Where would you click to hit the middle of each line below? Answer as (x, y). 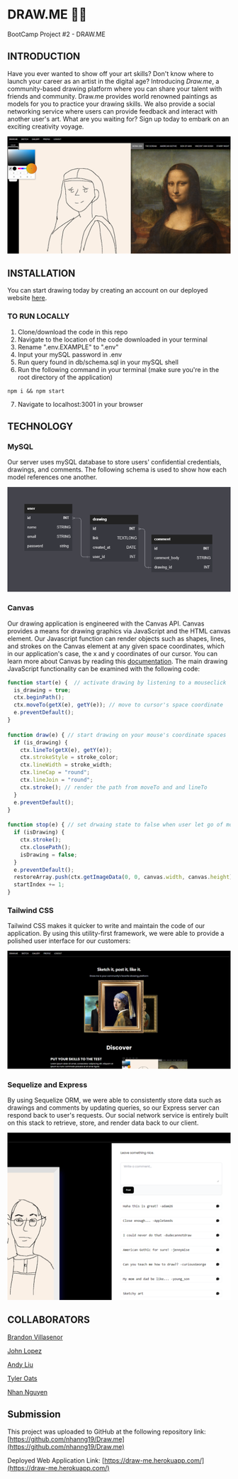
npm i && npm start (36, 391)
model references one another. (52, 477)
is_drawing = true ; (42, 690)
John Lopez (25, 1350)
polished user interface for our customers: (69, 941)
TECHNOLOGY (40, 426)
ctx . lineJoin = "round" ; (57, 780)
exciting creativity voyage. (46, 126)
